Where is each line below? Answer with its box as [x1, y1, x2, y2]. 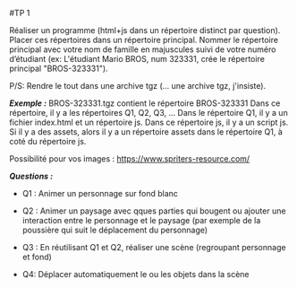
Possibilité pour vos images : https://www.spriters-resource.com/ [9, 153, 250, 164]
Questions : [9, 170, 54, 181]
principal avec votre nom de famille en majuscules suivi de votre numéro [9, 44, 276, 55]
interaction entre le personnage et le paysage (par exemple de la [21, 215, 261, 225]
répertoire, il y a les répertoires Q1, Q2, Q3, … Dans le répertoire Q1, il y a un [9, 108, 288, 118]
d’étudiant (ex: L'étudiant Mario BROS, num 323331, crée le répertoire [9, 54, 266, 64]
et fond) [21, 251, 52, 262]
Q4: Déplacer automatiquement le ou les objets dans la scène [21, 269, 250, 279]
